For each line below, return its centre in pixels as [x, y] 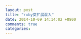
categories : [18, 29]
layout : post [19, 10]
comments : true [21, 24]
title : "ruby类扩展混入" [30, 15]
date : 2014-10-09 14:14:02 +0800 [41, 19]
